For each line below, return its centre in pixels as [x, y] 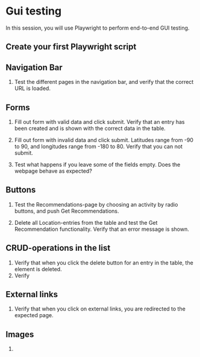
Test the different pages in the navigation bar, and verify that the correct [104, 82]
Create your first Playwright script [71, 47]
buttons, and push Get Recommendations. [67, 211]
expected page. [34, 315]
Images [20, 334]
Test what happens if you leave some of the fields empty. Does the [97, 164]
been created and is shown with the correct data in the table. [90, 128]
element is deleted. [38, 269]
